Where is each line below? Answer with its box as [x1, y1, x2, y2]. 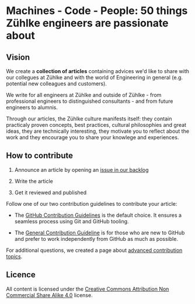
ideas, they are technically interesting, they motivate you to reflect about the [6, 127, 190, 134]
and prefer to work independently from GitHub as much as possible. [14, 235, 178, 242]
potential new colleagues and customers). [6, 80, 107, 87]
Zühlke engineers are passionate [6, 16, 169, 30]
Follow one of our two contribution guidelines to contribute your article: [6, 200, 177, 207]
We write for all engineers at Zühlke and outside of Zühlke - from [6, 92, 162, 98]
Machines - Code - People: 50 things [6, 4, 188, 18]
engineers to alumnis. [6, 104, 58, 110]
